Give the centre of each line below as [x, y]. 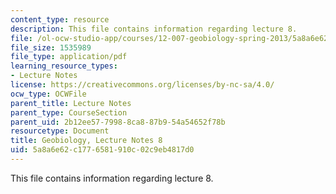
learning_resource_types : [64, 66]
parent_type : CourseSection [69, 112]
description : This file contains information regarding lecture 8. [154, 29]
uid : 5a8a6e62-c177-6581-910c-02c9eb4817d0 [102, 150]
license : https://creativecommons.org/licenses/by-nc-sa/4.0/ [142, 85]
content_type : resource [60, 19]
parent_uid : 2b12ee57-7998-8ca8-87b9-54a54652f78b [118, 122]
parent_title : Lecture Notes [71, 103]
